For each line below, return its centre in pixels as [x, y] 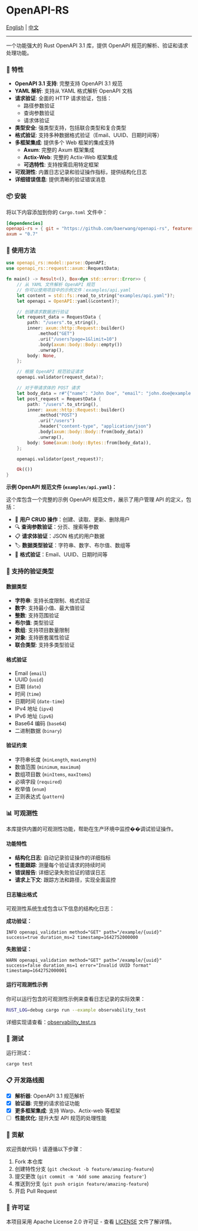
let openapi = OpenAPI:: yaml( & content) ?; [68, 301]
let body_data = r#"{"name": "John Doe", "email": [80, 393]
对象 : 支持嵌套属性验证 [42, 637]
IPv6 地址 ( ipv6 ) [34, 716]
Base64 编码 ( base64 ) [40, 723]
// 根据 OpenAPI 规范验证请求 [50, 372]
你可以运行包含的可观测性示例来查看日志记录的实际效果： [76, 998]
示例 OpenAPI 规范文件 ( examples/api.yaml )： [62, 487]
